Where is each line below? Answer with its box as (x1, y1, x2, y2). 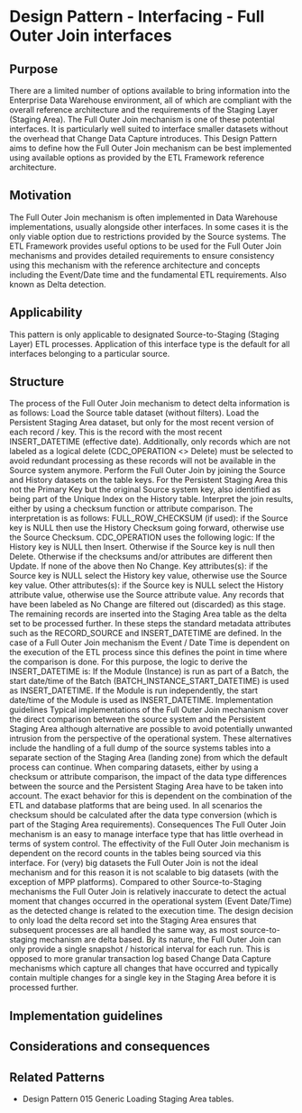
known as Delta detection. (9, 278, 106, 289)
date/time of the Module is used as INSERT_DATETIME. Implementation (9, 695, 273, 706)
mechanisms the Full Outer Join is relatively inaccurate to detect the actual (9, 886, 287, 898)
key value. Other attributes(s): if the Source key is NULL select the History (9, 579, 284, 591)
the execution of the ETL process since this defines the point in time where (9, 647, 288, 658)
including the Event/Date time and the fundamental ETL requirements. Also (9, 269, 287, 280)
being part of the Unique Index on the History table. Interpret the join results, (9, 494, 294, 505)
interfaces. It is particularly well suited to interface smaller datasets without (9, 123, 288, 134)
